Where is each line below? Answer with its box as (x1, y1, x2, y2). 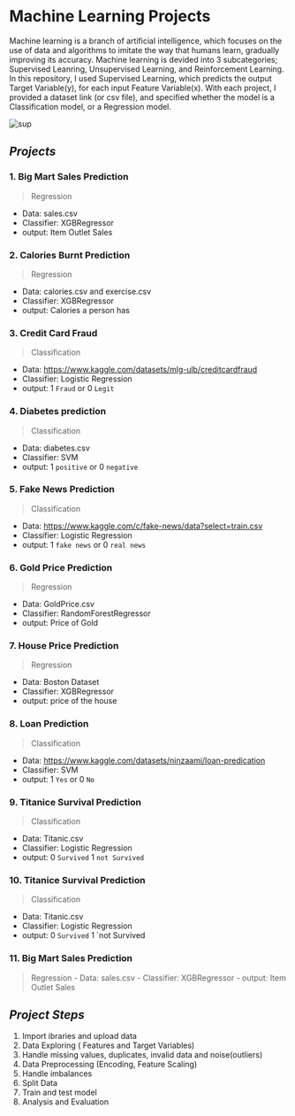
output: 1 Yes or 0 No (21, 774, 95, 784)
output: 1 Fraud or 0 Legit (21, 383, 115, 394)
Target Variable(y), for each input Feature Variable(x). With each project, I (9, 82, 276, 93)
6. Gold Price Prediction (9, 561, 113, 573)
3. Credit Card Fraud (9, 327, 98, 339)
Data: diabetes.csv (21, 443, 91, 453)
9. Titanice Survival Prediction (9, 796, 141, 808)
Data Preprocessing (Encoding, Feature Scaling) (21, 1059, 198, 1070)
